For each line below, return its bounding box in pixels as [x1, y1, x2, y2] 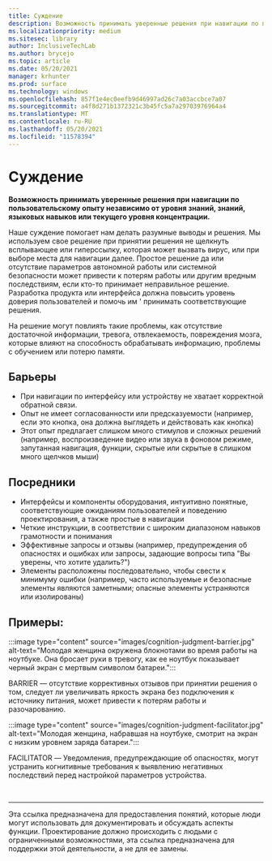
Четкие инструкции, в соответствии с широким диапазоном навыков [19, 523, 261, 532]
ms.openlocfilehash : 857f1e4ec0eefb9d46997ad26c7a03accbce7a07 [8, 95, 227, 103]
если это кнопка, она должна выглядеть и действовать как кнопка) [19, 417, 254, 427]
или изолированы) [19, 592, 84, 601]
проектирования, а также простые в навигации [19, 514, 185, 524]
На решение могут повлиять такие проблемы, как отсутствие [8, 321, 223, 330]
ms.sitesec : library [8, 34, 79, 43]
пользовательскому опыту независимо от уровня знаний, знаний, [8, 203, 245, 213]
